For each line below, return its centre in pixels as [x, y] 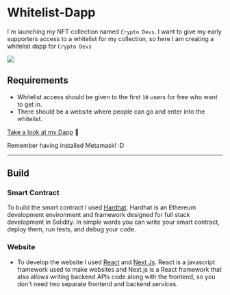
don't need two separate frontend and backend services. [97, 284]
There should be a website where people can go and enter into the [111, 112]
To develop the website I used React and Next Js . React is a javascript [116, 262]
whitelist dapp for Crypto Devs [50, 46]
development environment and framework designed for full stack [99, 215]
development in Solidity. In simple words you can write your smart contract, [114, 222]
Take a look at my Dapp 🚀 [43, 132]
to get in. [29, 104]
